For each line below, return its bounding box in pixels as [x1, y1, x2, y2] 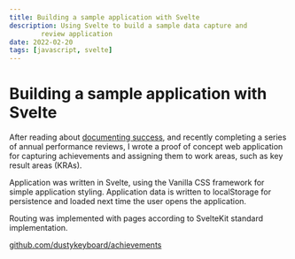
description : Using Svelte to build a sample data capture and [9, 21, 248, 30]
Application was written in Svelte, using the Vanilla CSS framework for [9, 178, 265, 188]
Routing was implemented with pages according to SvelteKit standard [9, 213, 264, 224]
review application [41, 29, 113, 38]
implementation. [9, 223, 68, 233]
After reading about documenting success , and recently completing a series [9, 132, 287, 142]
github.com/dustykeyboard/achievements [9, 240, 162, 250]
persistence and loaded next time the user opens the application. [9, 196, 246, 207]
